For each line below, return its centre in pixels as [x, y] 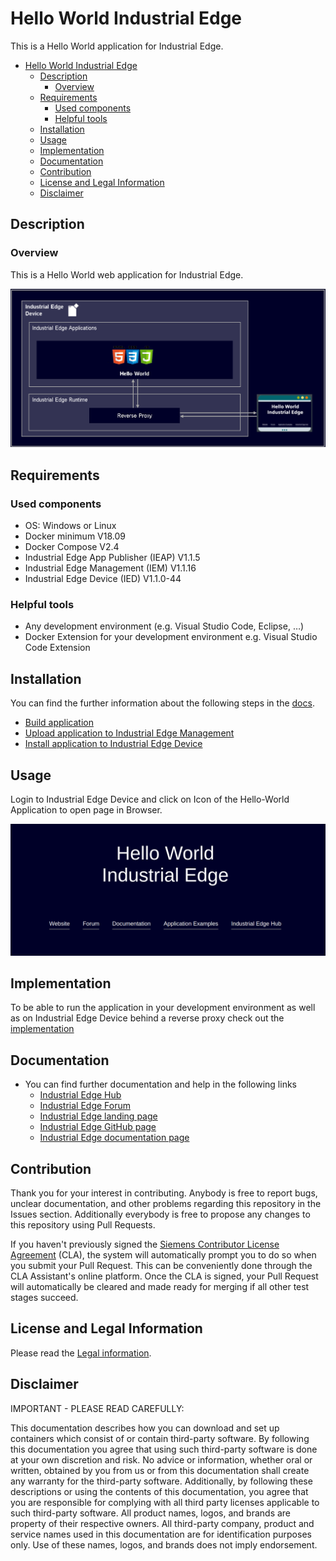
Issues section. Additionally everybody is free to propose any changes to [160, 1214]
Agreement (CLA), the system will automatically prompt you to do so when [163, 1255]
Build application [59, 723]
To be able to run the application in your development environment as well [163, 1008]
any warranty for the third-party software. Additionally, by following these [161, 1481]
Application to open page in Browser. [86, 809]
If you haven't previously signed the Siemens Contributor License [145, 1244]
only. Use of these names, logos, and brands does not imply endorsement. [164, 1544]
